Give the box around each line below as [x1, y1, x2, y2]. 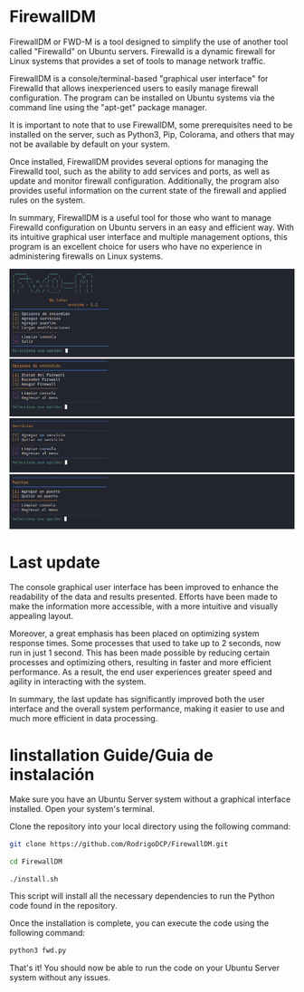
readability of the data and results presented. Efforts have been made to [9, 591, 278, 603]
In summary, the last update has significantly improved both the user [9, 694, 265, 705]
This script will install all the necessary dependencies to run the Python [9, 891, 275, 901]
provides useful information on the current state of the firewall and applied [9, 185, 287, 196]
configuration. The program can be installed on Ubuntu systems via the [9, 92, 275, 103]
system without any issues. [9, 972, 111, 983]
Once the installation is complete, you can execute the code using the [9, 918, 270, 929]
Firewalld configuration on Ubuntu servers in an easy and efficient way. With [9, 222, 295, 233]
